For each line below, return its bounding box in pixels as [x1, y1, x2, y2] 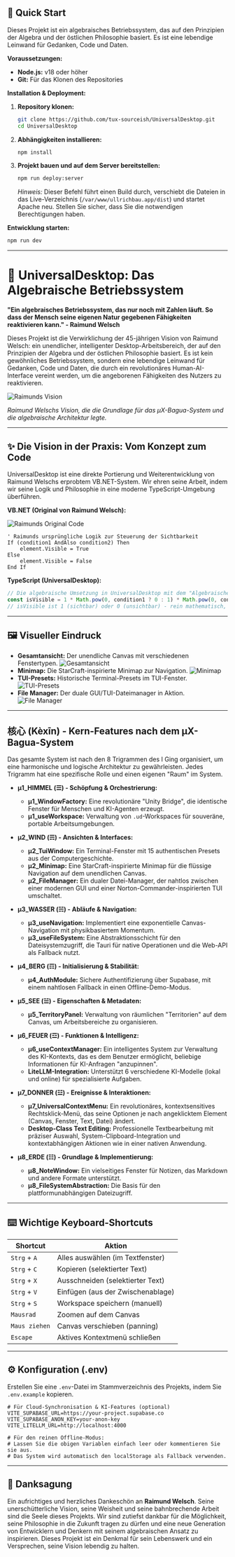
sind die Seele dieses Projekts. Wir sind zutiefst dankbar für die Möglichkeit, [7, 1511, 227, 1520]
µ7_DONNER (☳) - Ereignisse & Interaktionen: [17, 1088, 152, 1097]
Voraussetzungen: [7, 54, 63, 62]
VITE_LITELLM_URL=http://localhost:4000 [7, 1422, 127, 1429]
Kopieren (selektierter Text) [57, 1264, 148, 1274]
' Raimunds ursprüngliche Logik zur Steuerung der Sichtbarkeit [7, 533, 199, 540]
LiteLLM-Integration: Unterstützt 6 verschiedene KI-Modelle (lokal [27, 1067, 221, 1076]
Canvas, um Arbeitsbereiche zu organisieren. [27, 1018, 158, 1027]
